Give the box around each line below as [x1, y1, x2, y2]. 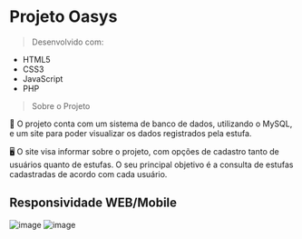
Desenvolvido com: [31, 36, 104, 47]
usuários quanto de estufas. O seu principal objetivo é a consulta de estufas [9, 159, 294, 170]
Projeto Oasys [9, 6, 118, 27]
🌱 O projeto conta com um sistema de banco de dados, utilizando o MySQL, [9, 118, 293, 129]
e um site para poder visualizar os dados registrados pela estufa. [9, 127, 252, 138]
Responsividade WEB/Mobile [9, 195, 178, 211]
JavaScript [22, 73, 63, 84]
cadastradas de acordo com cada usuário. [9, 168, 168, 179]
